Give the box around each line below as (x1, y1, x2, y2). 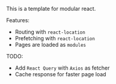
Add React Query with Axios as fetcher (14, 64, 110, 71)
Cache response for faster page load (14, 71, 106, 77)
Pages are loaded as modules (14, 41, 87, 48)
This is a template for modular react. (6, 5, 96, 12)
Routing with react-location (14, 28, 85, 35)
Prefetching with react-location (14, 35, 95, 41)
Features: (6, 17, 30, 23)
